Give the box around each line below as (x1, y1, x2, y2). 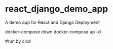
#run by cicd (5, 38, 31, 44)
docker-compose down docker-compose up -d (5, 29, 101, 34)
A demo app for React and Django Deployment (5, 19, 100, 25)
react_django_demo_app (5, 3, 109, 15)
